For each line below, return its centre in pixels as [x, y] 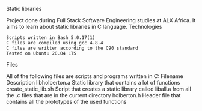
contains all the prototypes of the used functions [66, 102]
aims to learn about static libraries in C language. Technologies [84, 27]
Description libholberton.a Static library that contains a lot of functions [93, 82]
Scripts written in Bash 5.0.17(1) [51, 38]
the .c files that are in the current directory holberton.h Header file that [93, 95]
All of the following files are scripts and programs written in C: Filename [95, 76]
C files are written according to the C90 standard [72, 48]
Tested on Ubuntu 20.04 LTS [41, 53]
